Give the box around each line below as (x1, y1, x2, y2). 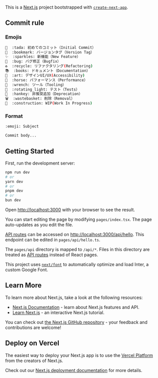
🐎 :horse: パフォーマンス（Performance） (5, 77, 88, 82)
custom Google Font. (5, 267, 48, 273)
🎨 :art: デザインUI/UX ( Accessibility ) (5, 72, 85, 78)
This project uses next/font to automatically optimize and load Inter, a (5, 261, 149, 267)
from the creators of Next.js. (5, 357, 63, 363)
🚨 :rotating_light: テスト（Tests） (5, 87, 80, 92)
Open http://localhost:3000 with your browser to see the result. (5, 207, 136, 213)
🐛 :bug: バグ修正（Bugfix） (5, 59, 61, 64)
